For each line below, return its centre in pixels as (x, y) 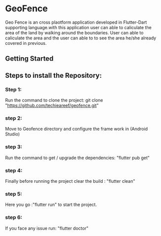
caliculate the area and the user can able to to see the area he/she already (81, 38)
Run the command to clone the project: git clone (54, 100)
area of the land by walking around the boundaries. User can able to (74, 33)
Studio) (13, 134)
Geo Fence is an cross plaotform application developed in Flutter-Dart (76, 22)
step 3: (14, 147)
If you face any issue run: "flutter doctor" (47, 228)
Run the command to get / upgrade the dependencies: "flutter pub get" (77, 158)
